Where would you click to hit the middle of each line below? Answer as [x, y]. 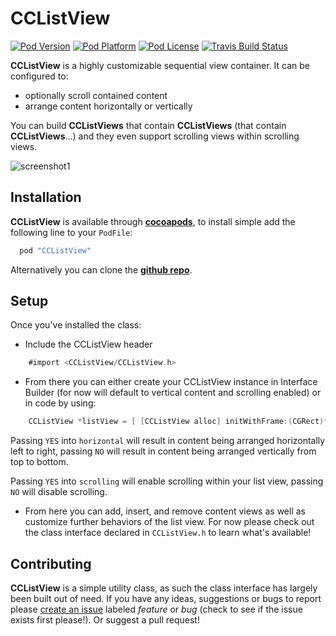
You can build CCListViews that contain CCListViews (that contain [148, 125]
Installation [46, 197]
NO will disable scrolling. [59, 492]
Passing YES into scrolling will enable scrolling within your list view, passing [167, 481]
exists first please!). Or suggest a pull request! [105, 620]
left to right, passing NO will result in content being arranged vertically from [163, 451]
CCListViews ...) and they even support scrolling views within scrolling [155, 136]
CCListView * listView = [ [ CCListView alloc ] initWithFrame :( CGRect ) [176, 422]
